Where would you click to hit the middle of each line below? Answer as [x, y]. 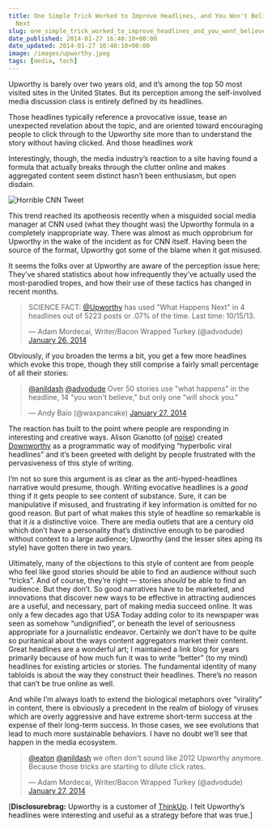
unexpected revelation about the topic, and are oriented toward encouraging [136, 125]
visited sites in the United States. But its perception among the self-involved [135, 92]
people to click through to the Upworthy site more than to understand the [130, 134]
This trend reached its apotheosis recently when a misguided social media [132, 215]
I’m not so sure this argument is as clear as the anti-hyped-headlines [123, 478]
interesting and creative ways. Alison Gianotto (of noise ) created [115, 437]
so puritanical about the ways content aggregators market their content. [128, 640]
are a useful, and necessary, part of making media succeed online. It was [130, 606]
